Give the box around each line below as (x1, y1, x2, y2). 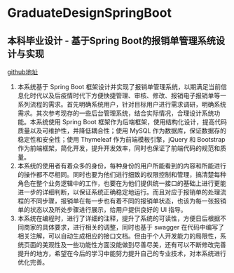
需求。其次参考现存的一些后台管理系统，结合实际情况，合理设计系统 (17, 109, 214, 117)
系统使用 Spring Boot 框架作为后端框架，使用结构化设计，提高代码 (36, 118, 228, 126)
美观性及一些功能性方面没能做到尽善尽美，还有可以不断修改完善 (41, 241, 226, 248)
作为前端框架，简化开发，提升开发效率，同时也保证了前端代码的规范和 (17, 144, 221, 152)
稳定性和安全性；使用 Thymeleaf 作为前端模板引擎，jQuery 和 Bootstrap (17, 135, 226, 143)
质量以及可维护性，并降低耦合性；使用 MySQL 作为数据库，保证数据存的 (17, 126, 226, 135)
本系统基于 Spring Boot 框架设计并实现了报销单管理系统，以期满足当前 (17, 83, 221, 91)
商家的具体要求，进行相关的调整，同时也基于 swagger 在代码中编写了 (23, 223, 224, 231)
